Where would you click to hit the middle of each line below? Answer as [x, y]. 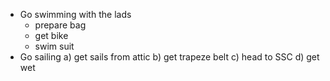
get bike [51, 35]
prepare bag [60, 25]
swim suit [54, 46]
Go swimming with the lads [75, 14]
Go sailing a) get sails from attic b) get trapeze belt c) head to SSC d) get [169, 57]
